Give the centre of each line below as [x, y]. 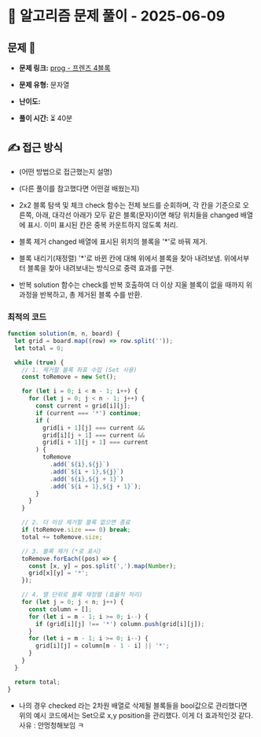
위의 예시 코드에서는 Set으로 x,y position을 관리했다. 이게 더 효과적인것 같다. [136, 715]
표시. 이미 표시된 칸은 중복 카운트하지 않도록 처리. [103, 224]
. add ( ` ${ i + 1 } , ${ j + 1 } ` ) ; [96, 486]
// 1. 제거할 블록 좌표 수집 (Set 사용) [79, 370]
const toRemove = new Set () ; [69, 377]
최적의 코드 [27, 317]
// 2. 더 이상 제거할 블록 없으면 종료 [76, 523]
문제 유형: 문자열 [44, 85]
